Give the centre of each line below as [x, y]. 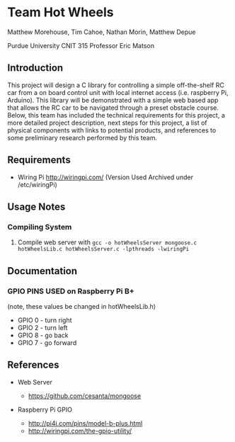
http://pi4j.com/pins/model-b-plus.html [85, 423]
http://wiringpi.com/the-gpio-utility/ [80, 431]
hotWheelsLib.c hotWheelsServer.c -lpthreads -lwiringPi [103, 249]
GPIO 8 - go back [43, 335]
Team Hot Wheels [61, 12]
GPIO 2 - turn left [42, 327]
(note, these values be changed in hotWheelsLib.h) [82, 306]
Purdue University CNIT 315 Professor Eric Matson [81, 45]
